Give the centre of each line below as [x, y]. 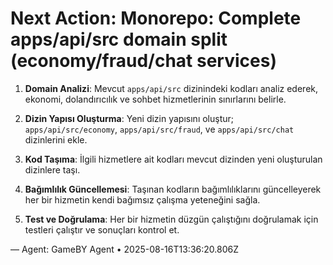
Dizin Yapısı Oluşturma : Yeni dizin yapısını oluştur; [129, 118]
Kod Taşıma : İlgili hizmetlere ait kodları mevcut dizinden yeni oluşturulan [173, 159]
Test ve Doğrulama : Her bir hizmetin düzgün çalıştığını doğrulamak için [171, 219]
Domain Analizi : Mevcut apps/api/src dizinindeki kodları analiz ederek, [171, 88]
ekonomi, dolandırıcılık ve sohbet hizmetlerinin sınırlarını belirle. [155, 99]
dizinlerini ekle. [56, 139]
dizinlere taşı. [52, 169]
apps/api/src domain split [119, 39]
